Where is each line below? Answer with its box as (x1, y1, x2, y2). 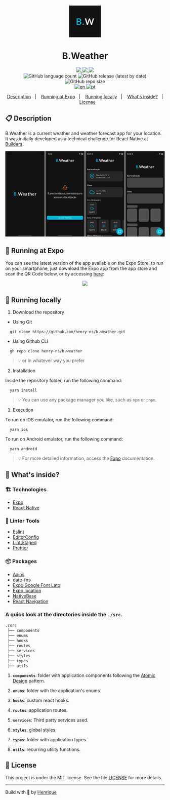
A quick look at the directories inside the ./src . (5, 611, 123, 618)
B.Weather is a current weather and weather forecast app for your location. (5, 130, 162, 136)
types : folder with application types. (12, 736, 88, 742)
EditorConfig (12, 534, 39, 540)
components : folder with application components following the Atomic (12, 672, 156, 678)
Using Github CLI (12, 338, 49, 344)
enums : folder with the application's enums (12, 687, 100, 694)
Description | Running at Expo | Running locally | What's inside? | (7, 93, 163, 99)
